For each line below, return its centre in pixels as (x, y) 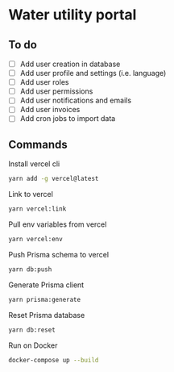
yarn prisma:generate (45, 299)
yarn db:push (30, 269)
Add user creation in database (70, 64)
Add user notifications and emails (75, 100)
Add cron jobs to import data (68, 119)
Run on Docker (33, 345)
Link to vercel (31, 194)
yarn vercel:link (37, 209)
